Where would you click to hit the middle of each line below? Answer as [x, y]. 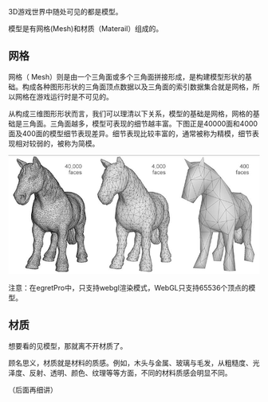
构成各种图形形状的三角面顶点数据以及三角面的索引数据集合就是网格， [137, 87]
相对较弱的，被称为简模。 [57, 143]
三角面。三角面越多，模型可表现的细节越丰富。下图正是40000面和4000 [140, 123]
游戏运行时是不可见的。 [74, 96]
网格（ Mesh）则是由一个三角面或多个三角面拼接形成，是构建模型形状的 [127, 76]
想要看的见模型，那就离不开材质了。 [68, 345]
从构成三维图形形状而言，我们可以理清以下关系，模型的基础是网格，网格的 [130, 113]
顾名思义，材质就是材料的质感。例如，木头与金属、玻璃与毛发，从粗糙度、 [130, 363]
